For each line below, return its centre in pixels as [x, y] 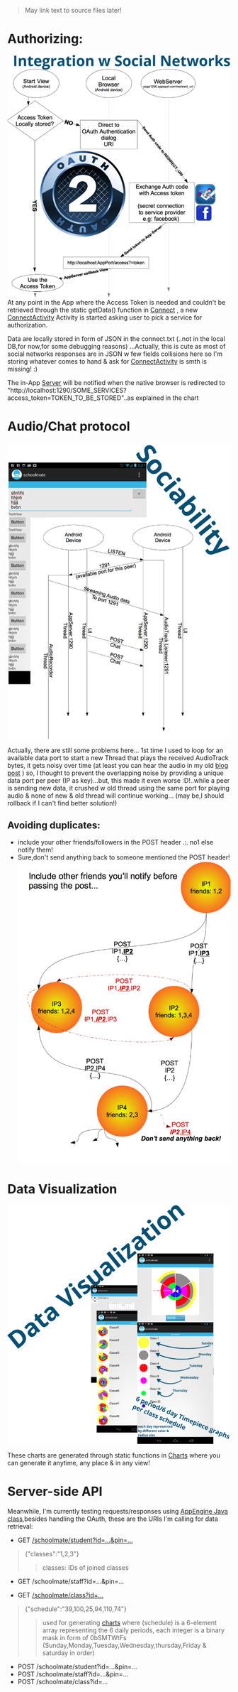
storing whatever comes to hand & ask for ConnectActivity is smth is [107, 362]
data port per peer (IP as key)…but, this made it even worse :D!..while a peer [119, 780]
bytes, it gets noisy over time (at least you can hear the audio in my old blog [118, 765]
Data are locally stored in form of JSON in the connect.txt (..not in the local [116, 339]
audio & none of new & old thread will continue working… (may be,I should [116, 796]
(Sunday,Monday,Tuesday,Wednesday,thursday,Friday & [124, 1645]
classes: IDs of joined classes [85, 1568]
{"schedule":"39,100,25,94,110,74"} [76, 1609]
